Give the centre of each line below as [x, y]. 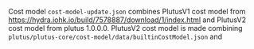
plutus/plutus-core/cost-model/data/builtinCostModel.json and [115, 36]
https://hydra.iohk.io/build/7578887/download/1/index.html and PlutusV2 [127, 20]
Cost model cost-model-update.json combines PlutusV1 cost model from [127, 11]
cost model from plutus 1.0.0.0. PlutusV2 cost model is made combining [125, 28]
